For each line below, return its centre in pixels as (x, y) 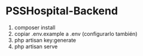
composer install (35, 27)
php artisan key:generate (45, 40)
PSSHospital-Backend (62, 11)
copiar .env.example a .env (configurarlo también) (76, 33)
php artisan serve (36, 46)
